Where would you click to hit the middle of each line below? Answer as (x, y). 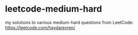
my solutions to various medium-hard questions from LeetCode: (69, 22)
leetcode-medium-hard (54, 9)
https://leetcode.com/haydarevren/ (40, 27)
